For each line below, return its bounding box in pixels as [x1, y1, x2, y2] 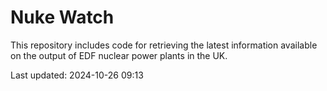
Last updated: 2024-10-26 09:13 [10, 69, 144, 81]
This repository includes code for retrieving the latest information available [10, 39, 318, 51]
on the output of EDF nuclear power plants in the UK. [10, 49, 228, 61]
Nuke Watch [10, 6, 115, 29]
